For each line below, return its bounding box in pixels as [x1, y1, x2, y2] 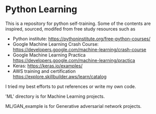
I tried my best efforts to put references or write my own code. [5, 83, 136, 90]
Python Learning [5, 4, 77, 15]
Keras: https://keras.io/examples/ [12, 63, 83, 69]
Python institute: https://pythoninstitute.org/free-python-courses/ [12, 36, 150, 42]
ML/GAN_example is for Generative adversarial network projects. [5, 103, 142, 109]
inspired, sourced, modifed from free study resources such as [5, 25, 136, 32]
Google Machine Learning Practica [12, 52, 86, 58]
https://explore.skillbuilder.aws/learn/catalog [12, 73, 107, 79]
